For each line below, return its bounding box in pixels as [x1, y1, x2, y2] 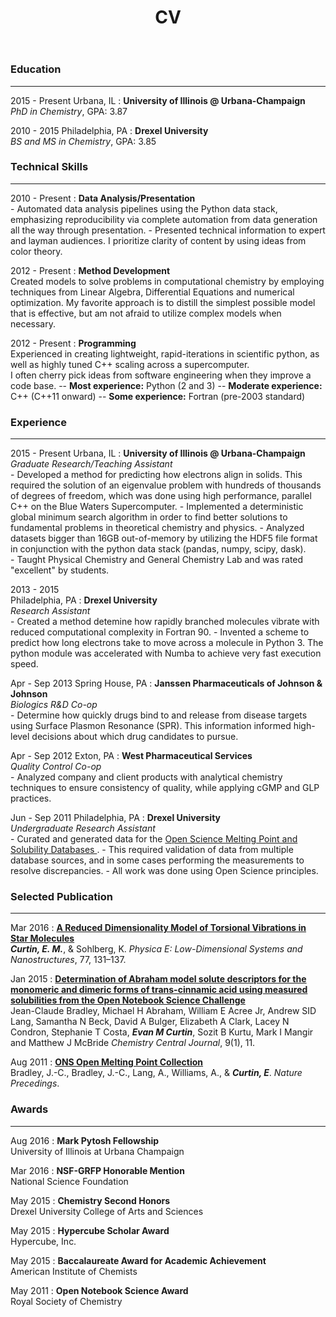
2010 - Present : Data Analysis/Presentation [10, 192, 196, 204]
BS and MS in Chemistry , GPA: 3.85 [10, 135, 157, 147]
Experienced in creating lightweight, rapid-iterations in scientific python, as [10, 347, 320, 360]
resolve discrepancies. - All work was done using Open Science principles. [10, 865, 319, 877]
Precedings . [10, 1077, 60, 1090]
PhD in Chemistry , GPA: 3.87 [10, 105, 128, 117]
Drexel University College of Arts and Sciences [10, 1205, 204, 1217]
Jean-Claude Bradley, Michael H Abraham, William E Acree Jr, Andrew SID [10, 1005, 317, 1017]
